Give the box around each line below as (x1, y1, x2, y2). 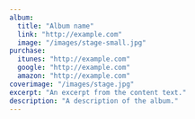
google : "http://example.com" (17, 64, 130, 72)
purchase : (9, 47, 47, 55)
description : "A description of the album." (9, 96, 179, 106)
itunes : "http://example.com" (17, 55, 130, 64)
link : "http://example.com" (17, 30, 123, 38)
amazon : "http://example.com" (17, 72, 130, 81)
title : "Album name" (17, 21, 94, 30)
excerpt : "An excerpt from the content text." (9, 88, 187, 97)
